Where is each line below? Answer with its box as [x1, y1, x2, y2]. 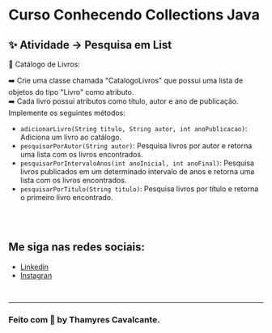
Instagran [19, 270, 53, 280]
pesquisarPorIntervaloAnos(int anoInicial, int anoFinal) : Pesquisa [19, 158, 255, 168]
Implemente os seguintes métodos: [8, 108, 125, 117]
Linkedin [19, 262, 49, 271]
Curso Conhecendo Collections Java [8, 6, 261, 24]
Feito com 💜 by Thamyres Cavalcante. [8, 314, 160, 325]
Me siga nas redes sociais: [8, 241, 146, 254]
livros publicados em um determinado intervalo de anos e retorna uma [19, 167, 255, 176]
